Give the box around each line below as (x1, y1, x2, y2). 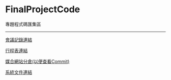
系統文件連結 (5, 69, 32, 75)
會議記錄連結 (5, 37, 32, 43)
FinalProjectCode (5, 4, 80, 15)
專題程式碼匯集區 (5, 21, 41, 27)
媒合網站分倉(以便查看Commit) (5, 58, 70, 64)
